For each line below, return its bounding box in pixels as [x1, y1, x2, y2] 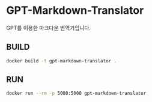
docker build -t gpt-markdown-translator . [6, 58, 117, 64]
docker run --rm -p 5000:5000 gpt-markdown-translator [6, 91, 147, 97]
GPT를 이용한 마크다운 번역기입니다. [6, 24, 91, 31]
